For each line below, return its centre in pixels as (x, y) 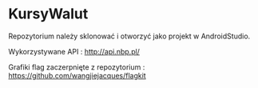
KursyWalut (48, 14)
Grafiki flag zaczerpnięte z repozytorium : (77, 67)
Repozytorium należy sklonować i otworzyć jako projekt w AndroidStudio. (129, 36)
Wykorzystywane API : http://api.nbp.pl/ (74, 51)
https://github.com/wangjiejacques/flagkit (77, 75)
